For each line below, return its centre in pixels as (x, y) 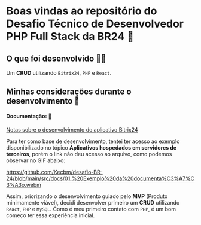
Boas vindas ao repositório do (82, 11)
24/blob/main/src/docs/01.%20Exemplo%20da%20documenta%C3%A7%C (100, 178)
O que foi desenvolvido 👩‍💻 (56, 58)
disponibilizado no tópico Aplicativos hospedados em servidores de (92, 147)
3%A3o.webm (24, 184)
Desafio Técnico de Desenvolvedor (95, 24)
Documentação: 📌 (29, 116)
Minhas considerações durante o (69, 92)
